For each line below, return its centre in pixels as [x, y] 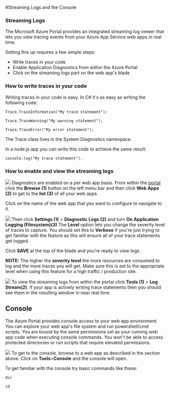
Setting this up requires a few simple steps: [50, 52]
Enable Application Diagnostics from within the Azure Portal [75, 68]
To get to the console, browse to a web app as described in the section [86, 353]
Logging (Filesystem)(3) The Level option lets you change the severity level [85, 224]
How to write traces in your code [46, 86]
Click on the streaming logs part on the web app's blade [71, 73]
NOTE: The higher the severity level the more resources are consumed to [82, 260]
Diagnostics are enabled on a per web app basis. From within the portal [86, 183]
